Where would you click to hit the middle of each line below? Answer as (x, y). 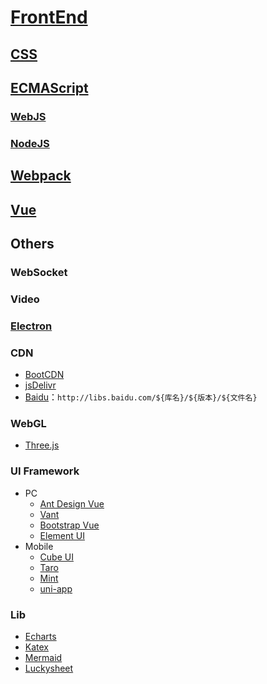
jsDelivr (40, 385)
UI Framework (45, 471)
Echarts (40, 636)
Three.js (42, 445)
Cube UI (56, 557)
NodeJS (30, 143)
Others (32, 243)
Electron (31, 326)
